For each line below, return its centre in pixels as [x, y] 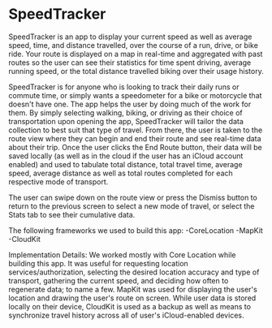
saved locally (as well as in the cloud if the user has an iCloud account [126, 156]
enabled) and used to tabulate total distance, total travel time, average [125, 164]
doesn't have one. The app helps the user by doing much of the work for [130, 104]
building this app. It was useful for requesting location [98, 263]
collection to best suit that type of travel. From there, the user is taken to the [136, 130]
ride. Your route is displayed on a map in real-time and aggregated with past [136, 54]
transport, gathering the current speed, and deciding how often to [119, 280]
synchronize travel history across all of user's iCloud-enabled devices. [126, 315]
